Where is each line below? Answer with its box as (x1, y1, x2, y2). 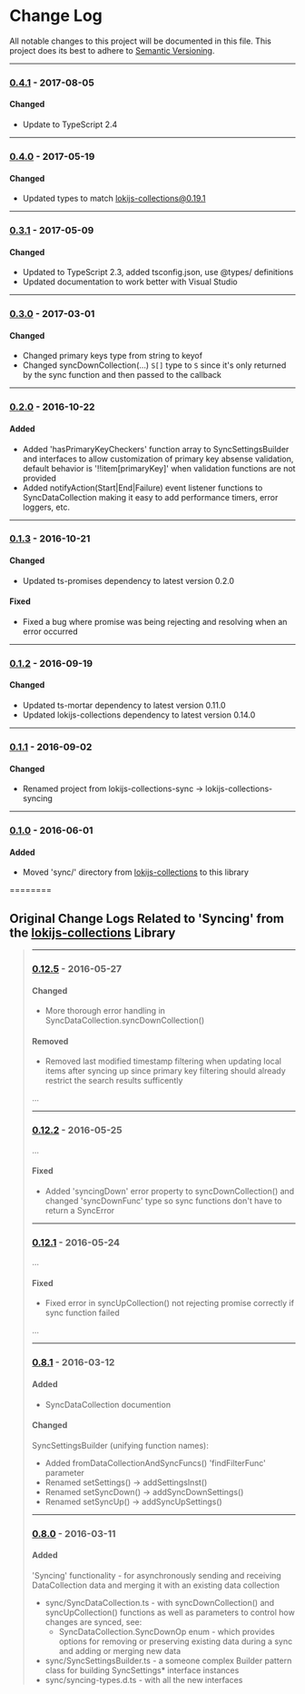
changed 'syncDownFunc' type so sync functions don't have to (44, 1195, 282, 1206)
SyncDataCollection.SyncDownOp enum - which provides (58, 1626, 275, 1637)
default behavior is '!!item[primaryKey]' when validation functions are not (22, 462, 296, 473)
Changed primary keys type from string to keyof (22, 351, 202, 362)
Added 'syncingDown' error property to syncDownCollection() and (44, 1185, 295, 1196)
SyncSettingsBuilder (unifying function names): (31, 1440, 209, 1451)
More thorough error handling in (44, 1006, 166, 1016)
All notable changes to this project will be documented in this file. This (9, 35, 272, 46)
